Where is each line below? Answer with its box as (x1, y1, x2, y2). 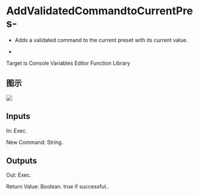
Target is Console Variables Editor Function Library (6, 59, 131, 67)
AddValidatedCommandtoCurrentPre (6, 4, 193, 18)
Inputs (6, 111, 31, 121)
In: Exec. (6, 127, 27, 134)
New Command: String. (6, 139, 64, 146)
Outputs (6, 156, 37, 166)
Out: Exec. (6, 171, 31, 179)
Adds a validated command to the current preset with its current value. (14, 36, 188, 43)
